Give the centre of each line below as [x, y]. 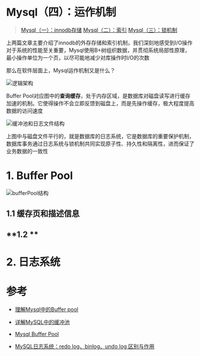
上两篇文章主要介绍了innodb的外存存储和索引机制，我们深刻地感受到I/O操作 [99, 42]
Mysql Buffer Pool [37, 334]
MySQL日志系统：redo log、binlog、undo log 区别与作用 [84, 346]
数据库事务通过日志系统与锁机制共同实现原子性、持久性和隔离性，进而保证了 [100, 144]
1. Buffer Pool [40, 176]
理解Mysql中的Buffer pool [47, 309]
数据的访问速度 [24, 111]
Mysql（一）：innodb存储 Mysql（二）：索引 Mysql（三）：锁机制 [99, 30]
